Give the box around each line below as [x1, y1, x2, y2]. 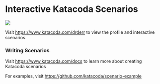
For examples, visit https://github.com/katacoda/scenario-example [5, 73, 142, 79]
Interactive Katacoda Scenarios [5, 3, 138, 15]
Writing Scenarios [5, 47, 50, 54]
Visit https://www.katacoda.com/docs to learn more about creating [5, 58, 142, 64]
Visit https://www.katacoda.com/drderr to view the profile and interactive [5, 29, 155, 35]
